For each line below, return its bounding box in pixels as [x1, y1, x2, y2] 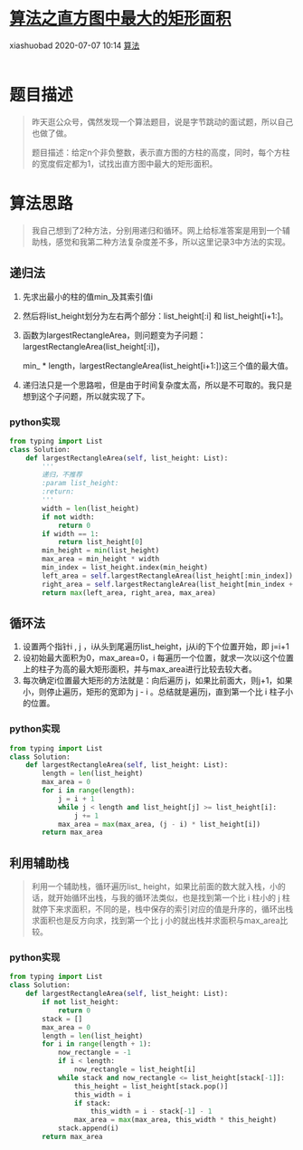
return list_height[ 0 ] [57, 538, 144, 547]
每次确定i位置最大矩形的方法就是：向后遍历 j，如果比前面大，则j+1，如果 [22, 676, 293, 686]
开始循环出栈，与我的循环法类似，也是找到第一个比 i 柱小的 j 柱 [55, 893, 291, 904]
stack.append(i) [57, 1124, 119, 1133]
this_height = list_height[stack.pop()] [73, 1081, 229, 1091]
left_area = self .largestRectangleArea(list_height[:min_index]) [42, 571, 294, 580]
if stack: [73, 1098, 111, 1107]
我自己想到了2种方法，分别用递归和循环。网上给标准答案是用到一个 [31, 225, 283, 235]
